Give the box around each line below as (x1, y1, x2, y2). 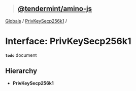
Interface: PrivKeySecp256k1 (5, 36, 131, 47)
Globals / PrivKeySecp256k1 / (5, 18, 67, 24)
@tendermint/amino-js (17, 5, 92, 13)
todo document (5, 52, 37, 58)
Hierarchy (5, 67, 38, 75)
